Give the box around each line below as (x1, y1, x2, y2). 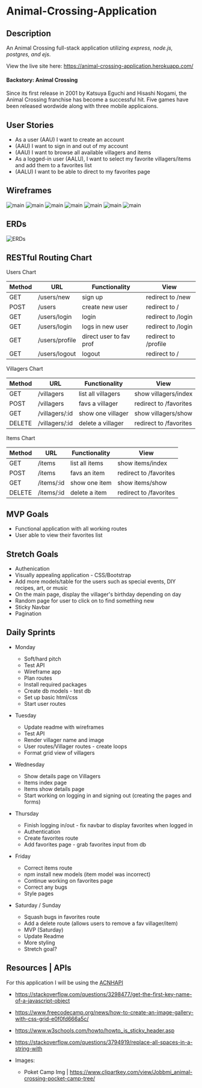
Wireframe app (23, 668, 61, 675)
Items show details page (23, 785, 85, 792)
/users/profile (38, 336, 76, 345)
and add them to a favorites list (14, 162, 92, 169)
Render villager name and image (23, 736, 105, 743)
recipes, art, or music (14, 584, 68, 592)
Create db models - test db (23, 687, 91, 694)
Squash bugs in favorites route (23, 913, 100, 920)
